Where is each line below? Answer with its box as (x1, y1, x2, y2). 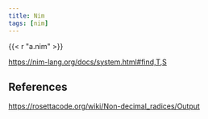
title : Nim (8, 11, 45, 20)
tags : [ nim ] (8, 19, 48, 27)
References (8, 80, 68, 93)
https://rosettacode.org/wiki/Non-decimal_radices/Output (8, 101, 200, 111)
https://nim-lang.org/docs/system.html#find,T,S (8, 57, 167, 67)
